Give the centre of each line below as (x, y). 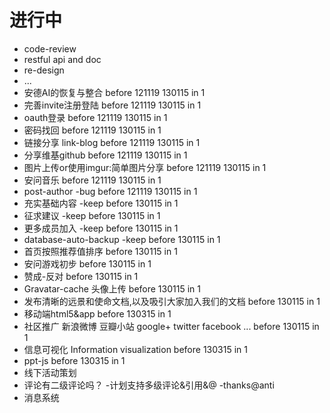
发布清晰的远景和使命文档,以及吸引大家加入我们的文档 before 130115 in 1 (172, 301)
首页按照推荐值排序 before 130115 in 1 (100, 251)
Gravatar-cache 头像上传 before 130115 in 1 (112, 288)
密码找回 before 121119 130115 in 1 (92, 130)
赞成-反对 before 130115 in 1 (81, 276)
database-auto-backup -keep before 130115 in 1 (122, 239)
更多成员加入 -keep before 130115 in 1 (101, 228)
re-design (44, 70)
